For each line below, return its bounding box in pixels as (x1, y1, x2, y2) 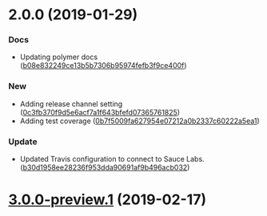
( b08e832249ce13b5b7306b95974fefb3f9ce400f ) (19, 61, 187, 70)
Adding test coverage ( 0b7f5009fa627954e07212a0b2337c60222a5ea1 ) (19, 116, 260, 126)
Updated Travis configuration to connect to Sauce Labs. (19, 154, 205, 164)
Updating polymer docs (19, 52, 98, 62)
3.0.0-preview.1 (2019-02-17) (8, 190, 207, 209)
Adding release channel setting (19, 98, 123, 109)
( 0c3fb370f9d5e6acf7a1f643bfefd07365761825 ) (19, 107, 181, 117)
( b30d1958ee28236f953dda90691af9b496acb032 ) (19, 162, 190, 173)
